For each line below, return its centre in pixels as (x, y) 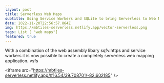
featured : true (20, 37)
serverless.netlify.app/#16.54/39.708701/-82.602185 (58, 75)
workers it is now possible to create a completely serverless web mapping (80, 55)
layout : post (18, 9)
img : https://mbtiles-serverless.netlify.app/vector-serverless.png (76, 28)
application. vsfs (21, 61)
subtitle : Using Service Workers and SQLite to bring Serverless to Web (81, 18)
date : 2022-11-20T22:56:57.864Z (38, 23)
